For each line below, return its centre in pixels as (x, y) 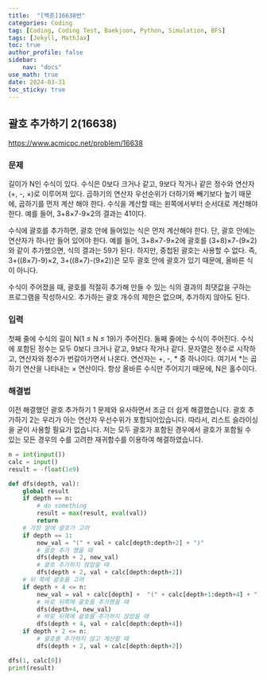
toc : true (25, 45)
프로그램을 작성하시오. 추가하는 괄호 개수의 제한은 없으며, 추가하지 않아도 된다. (129, 297)
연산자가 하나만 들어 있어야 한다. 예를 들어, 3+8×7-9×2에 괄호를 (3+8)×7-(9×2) (133, 241)
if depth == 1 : (48, 535)
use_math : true (33, 75)
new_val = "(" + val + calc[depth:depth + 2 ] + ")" (120, 543)
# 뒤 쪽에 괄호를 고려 (53, 580)
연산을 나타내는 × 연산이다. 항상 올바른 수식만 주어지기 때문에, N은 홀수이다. (140, 368)
